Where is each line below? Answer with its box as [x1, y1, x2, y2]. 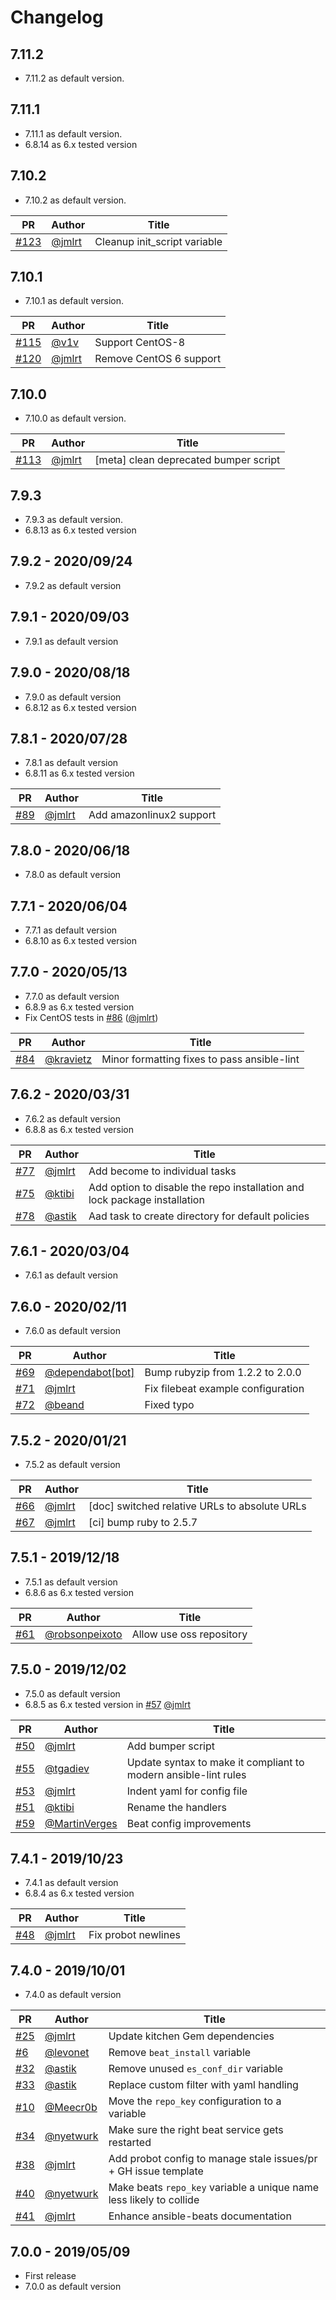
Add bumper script [126, 1739, 216, 1753]
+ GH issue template [108, 2164, 204, 2178]
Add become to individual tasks [88, 1164, 237, 1178]
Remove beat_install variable [108, 2046, 252, 2060]
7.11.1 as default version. [24, 127, 123, 140]
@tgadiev [44, 1761, 90, 1775]
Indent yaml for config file [126, 1784, 248, 1798]
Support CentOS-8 [94, 336, 186, 350]
